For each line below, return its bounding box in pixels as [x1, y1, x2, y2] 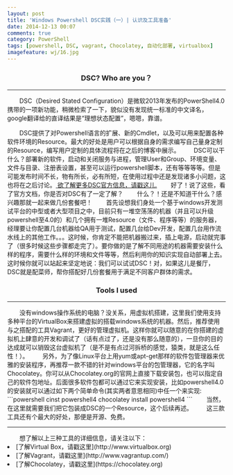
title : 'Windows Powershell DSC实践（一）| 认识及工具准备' [7, 17, 172, 24]
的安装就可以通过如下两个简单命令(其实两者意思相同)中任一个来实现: [7, 387, 202, 395]
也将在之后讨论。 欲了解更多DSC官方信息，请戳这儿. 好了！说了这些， [7, 181, 220, 190]
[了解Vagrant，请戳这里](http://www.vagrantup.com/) [16, 451, 169, 460]
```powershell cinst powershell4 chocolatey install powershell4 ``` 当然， [7, 395, 225, 403]
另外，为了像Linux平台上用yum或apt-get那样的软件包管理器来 [42, 352, 219, 360]
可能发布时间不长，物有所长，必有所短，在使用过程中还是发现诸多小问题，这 [7, 172, 226, 181]
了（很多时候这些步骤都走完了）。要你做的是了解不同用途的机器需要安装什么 [7, 242, 223, 250]
